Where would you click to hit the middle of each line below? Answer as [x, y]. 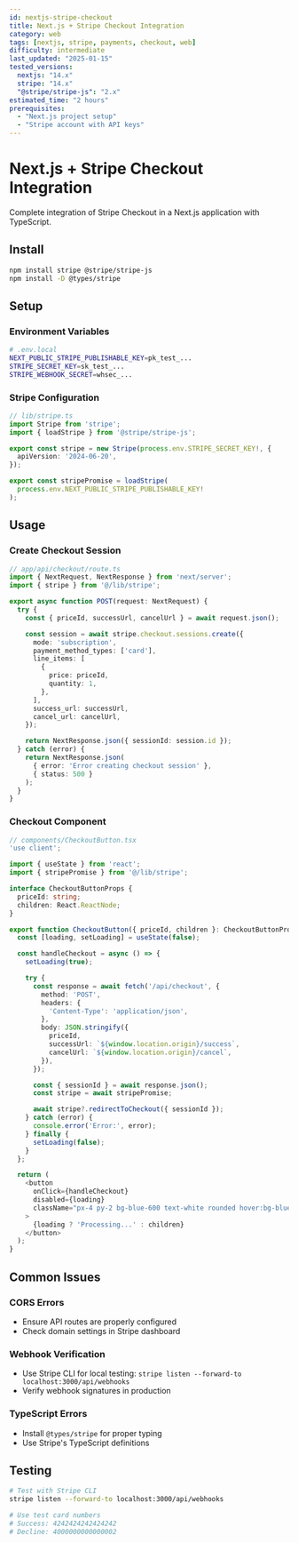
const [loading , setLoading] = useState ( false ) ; [109, 938]
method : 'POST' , [71, 995]
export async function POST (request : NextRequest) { [109, 602]
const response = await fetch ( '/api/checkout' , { [126, 986]
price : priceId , [78, 676]
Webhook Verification [57, 1354]
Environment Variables [59, 332]
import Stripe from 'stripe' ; [65, 424]
